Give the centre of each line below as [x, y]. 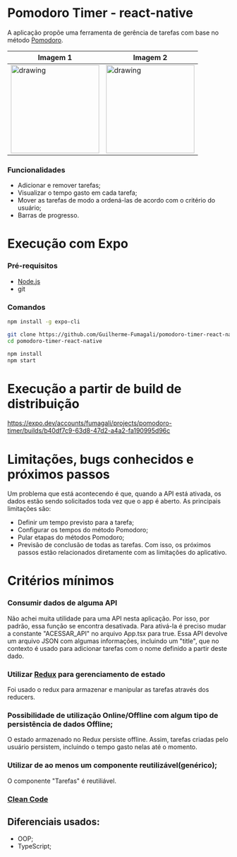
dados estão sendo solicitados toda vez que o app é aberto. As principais [114, 501]
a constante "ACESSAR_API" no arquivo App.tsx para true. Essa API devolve [117, 633]
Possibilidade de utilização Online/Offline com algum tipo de [113, 715]
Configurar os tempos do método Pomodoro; [83, 530]
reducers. [21, 697]
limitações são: [29, 509]
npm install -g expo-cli [44, 322]
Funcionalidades [36, 169]
